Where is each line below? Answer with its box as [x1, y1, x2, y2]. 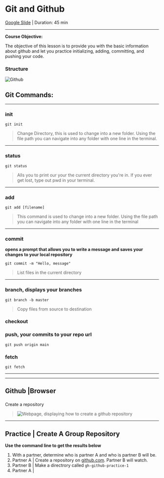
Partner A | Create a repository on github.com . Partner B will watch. [12, 457, 148, 463]
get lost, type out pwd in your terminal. [17, 177, 95, 183]
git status [5, 163, 27, 169]
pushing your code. [5, 53, 44, 59]
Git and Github [5, 3, 65, 15]
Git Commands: [5, 91, 54, 99]
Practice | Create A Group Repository [5, 430, 120, 438]
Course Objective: [5, 33, 43, 39]
